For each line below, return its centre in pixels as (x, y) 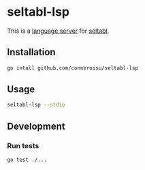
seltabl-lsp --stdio (36, 105)
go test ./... (27, 160)
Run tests (23, 145)
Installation (31, 52)
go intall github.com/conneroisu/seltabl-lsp (72, 68)
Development (36, 126)
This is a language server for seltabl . (58, 31)
